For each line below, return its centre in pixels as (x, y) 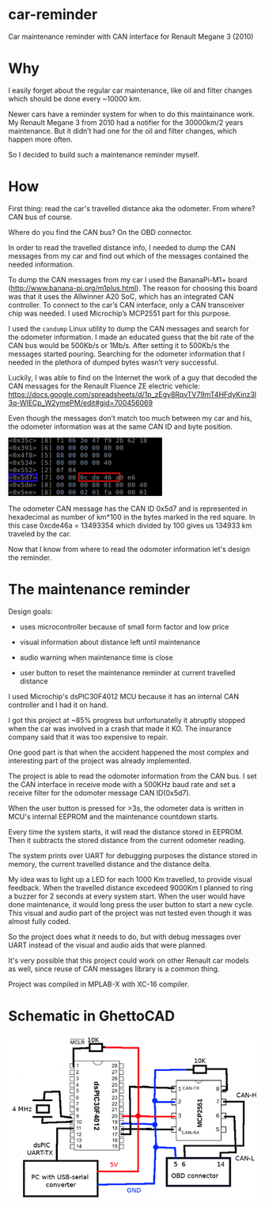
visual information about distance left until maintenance (110, 641)
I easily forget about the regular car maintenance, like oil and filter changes (131, 90)
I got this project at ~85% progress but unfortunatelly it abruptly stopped (127, 720)
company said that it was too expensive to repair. (88, 736)
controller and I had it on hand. (58, 705)
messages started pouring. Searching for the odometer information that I (127, 354)
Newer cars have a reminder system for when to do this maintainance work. (132, 114)
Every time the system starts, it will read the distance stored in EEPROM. (126, 831)
